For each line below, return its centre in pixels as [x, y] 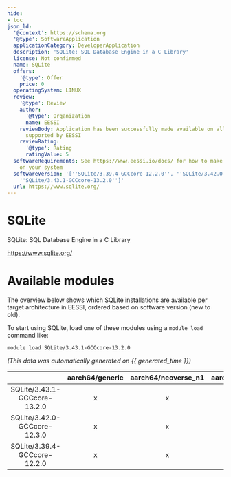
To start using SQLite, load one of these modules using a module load [105, 328]
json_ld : [20, 26]
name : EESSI [42, 122]
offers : [24, 71]
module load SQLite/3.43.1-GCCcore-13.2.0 [69, 348]
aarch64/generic [96, 378]
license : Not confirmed [47, 59]
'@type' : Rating [48, 148]
